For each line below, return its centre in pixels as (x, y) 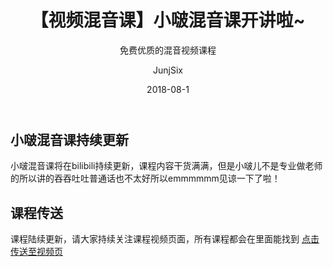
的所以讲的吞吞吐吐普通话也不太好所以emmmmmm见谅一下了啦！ (145, 178)
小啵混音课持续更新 (69, 139)
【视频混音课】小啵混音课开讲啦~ (168, 20)
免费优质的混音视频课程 (168, 50)
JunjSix (168, 70)
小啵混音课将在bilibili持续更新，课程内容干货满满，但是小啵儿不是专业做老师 (166, 166)
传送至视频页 (36, 252)
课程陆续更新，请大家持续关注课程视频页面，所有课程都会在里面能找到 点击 (165, 239)
